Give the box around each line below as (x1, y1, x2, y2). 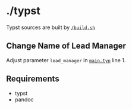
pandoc (14, 96, 34, 103)
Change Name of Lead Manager (6, 41, 127, 51)
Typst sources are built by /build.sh (6, 24, 95, 31)
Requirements (6, 74, 59, 84)
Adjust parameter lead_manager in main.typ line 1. (6, 56, 126, 63)
